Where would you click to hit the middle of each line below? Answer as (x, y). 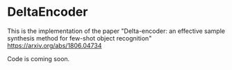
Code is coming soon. (39, 58)
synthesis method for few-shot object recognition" (80, 38)
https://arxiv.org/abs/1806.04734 (55, 45)
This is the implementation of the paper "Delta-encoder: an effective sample (116, 31)
